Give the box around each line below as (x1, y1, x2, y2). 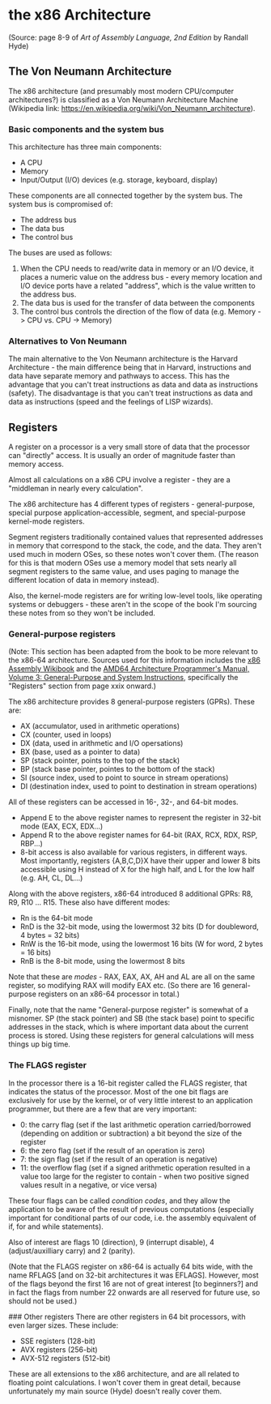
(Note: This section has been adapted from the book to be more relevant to (8, 647, 259, 657)
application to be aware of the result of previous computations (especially (8, 1204, 255, 1214)
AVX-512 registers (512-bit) (19, 1353, 111, 1363)
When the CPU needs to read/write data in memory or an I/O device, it (19, 263, 255, 273)
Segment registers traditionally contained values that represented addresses (8, 533, 264, 542)
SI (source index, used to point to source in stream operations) (19, 773, 229, 783)
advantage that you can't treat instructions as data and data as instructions (8, 379, 259, 390)
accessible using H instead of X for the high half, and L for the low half (19, 865, 255, 875)
